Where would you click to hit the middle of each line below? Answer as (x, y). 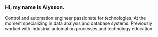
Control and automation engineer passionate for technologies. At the (76, 18)
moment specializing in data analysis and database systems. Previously (79, 23)
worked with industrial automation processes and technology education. (79, 29)
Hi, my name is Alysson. (35, 7)
